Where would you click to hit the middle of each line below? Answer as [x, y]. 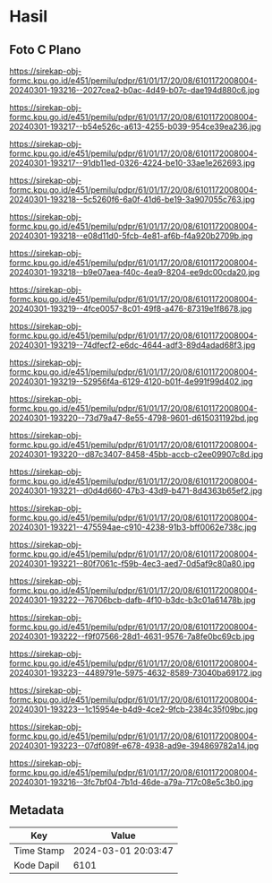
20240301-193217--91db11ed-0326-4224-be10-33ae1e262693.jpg [132, 163]
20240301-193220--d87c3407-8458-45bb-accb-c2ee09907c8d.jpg [136, 454]
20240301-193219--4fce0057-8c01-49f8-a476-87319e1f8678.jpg [131, 308]
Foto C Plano [45, 50]
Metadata [37, 810]
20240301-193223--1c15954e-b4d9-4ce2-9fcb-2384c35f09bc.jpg [133, 709]
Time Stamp [39, 851]
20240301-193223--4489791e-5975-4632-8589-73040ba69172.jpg [136, 673]
